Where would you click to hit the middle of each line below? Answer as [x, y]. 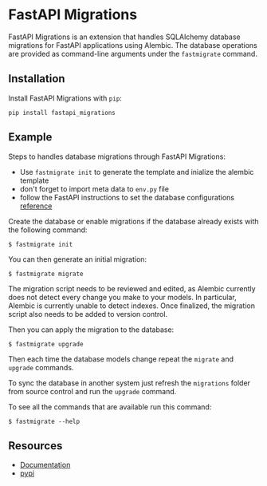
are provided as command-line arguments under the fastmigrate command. [133, 53]
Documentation [45, 465]
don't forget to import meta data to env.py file [94, 188]
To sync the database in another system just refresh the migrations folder [130, 383]
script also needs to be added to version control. [88, 314]
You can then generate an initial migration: [78, 259]
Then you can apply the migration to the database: [91, 330]
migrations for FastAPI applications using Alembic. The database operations [133, 45]
